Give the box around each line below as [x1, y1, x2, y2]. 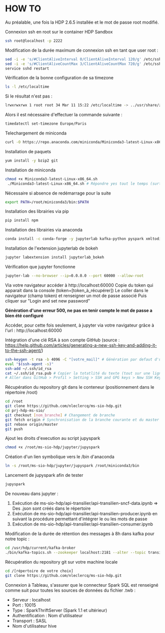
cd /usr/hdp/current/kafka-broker [5, 545, 76, 551]
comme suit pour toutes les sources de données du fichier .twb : [5, 587, 136, 593]
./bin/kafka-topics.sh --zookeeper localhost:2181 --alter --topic [5, 550, 146, 555]
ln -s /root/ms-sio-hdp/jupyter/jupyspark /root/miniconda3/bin [5, 464, 139, 468]
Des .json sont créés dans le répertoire [12, 505, 91, 511]
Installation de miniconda [5, 167, 56, 173]
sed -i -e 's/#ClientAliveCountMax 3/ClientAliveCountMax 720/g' [5, 61, 141, 67]
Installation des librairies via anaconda [5, 227, 82, 233]
